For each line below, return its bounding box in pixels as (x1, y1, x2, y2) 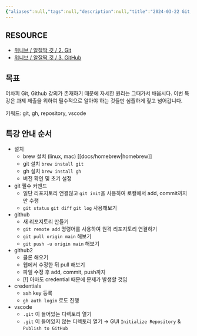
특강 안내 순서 (5, 129, 52, 139)
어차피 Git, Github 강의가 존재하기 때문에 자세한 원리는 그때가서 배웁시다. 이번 (5, 90, 183, 97)
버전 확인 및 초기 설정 (22, 175, 72, 182)
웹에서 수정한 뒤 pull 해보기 (22, 261, 85, 268)
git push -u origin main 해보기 (22, 240, 99, 248)
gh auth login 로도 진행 (22, 297, 80, 304)
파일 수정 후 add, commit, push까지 (22, 269, 106, 276)
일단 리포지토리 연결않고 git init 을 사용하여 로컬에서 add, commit (22, 190, 178, 197)
